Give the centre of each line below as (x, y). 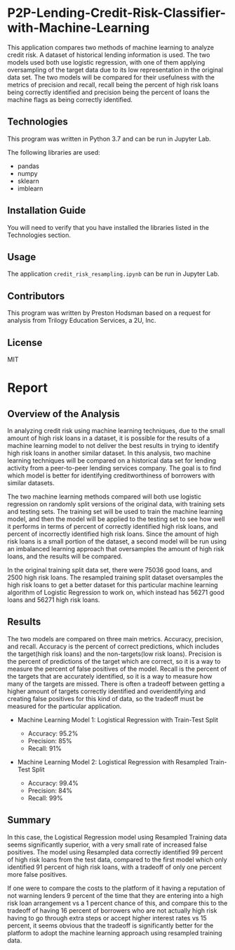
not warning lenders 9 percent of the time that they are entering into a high (115, 895)
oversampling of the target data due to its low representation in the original (115, 70)
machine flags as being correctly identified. (70, 99)
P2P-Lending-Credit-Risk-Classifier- (117, 13)
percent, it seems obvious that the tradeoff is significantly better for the (110, 925)
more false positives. (38, 874)
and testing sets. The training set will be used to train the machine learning (115, 512)
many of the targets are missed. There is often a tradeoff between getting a (116, 683)
